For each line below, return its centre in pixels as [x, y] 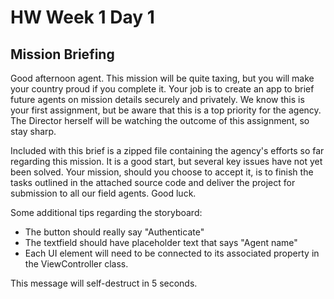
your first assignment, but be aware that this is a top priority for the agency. [166, 110]
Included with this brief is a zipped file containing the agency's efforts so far [167, 150]
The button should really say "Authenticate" [114, 232]
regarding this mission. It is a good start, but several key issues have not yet [166, 161]
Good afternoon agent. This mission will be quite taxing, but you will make [162, 78]
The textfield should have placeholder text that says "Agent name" [161, 242]
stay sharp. [33, 131]
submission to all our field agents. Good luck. [103, 193]
